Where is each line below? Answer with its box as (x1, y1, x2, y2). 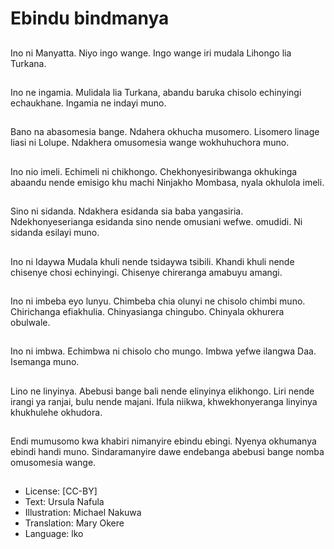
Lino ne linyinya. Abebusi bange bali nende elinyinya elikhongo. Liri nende (10, 385, 315, 397)
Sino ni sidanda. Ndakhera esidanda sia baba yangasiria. (10, 205, 244, 217)
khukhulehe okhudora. (10, 406, 103, 418)
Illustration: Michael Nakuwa (24, 507, 142, 519)
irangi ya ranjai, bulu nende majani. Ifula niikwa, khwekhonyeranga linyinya (10, 395, 318, 407)
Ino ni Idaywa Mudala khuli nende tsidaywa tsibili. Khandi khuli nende (10, 255, 295, 267)
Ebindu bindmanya (10, 7, 170, 30)
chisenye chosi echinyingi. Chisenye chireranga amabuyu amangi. (10, 266, 283, 278)
